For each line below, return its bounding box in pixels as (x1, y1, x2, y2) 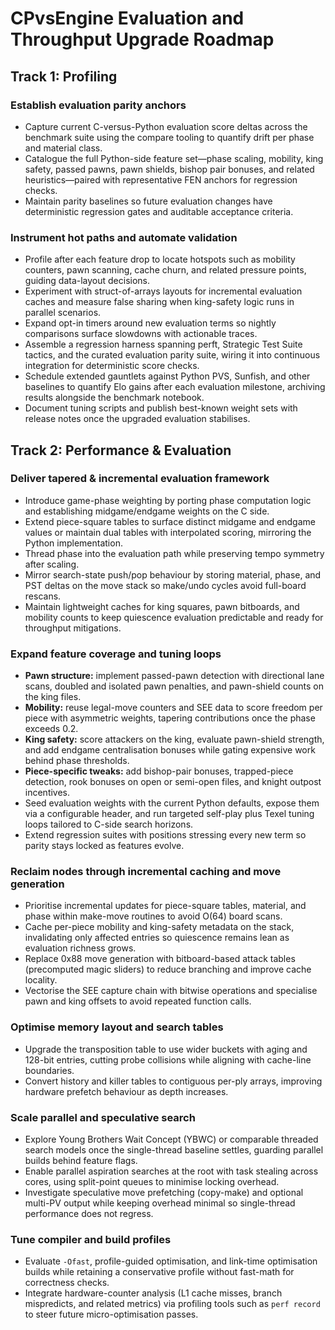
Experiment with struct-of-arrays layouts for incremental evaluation (24, 285, 303, 297)
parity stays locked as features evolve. (24, 840, 185, 852)
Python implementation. (24, 537, 123, 549)
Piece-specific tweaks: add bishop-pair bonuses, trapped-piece (24, 765, 294, 777)
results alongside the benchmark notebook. (24, 392, 205, 404)
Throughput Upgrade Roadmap (10, 28, 275, 51)
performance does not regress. (24, 1208, 154, 1220)
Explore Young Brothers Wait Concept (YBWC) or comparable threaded (24, 1133, 319, 1146)
